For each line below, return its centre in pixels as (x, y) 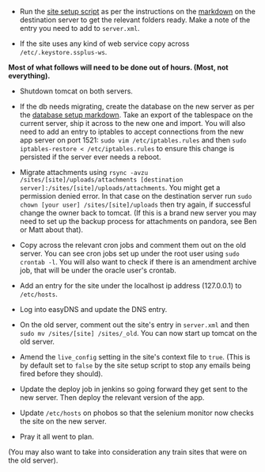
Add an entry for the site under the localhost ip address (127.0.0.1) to (131, 285)
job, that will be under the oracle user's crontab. (98, 270)
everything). (29, 76)
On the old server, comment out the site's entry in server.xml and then (134, 325)
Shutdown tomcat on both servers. (76, 91)
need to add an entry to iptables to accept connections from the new (132, 131)
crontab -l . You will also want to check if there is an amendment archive (138, 262)
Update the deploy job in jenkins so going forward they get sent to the (133, 389)
